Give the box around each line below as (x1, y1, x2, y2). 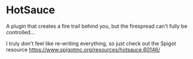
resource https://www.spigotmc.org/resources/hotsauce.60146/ (6, 46, 160, 53)
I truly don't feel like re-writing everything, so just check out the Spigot (6, 40, 177, 47)
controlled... (6, 28, 35, 35)
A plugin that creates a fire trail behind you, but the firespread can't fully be (6, 23, 188, 30)
